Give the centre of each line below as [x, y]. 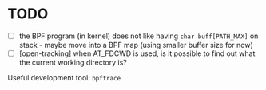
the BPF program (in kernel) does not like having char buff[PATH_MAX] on [139, 36]
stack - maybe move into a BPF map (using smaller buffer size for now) [136, 45]
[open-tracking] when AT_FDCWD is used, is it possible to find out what [137, 53]
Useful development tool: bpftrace [64, 78]
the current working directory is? [73, 63]
